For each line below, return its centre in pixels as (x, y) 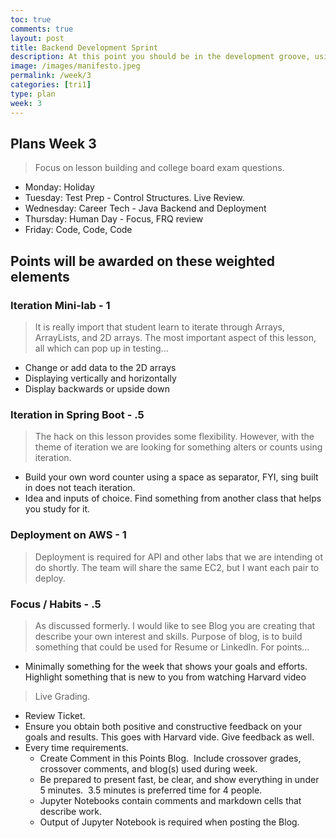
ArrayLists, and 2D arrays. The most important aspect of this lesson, (175, 337)
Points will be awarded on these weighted (142, 261)
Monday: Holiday (59, 187)
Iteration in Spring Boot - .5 (77, 414)
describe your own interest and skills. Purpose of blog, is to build (168, 636)
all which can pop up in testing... (101, 348)
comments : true (42, 29)
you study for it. (57, 509)
